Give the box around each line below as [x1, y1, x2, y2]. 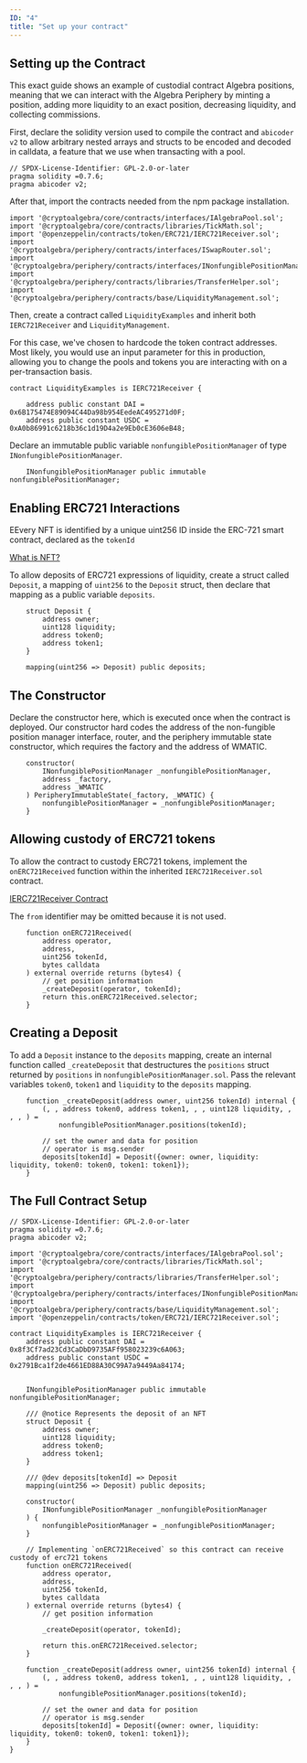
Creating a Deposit [9, 1025, 119, 1041]
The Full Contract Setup [9, 1192, 148, 1208]
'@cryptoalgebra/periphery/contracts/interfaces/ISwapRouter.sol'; [9, 246, 272, 255]
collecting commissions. [9, 109, 101, 120]
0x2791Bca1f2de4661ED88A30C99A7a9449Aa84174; [9, 1362, 185, 1371]
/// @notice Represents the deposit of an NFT [26, 1409, 206, 1418]
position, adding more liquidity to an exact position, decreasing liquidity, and [9, 100, 297, 111]
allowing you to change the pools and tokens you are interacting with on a [9, 357, 288, 368]
